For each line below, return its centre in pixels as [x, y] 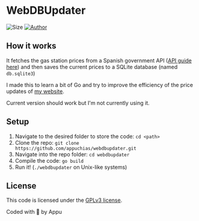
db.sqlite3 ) [21, 73]
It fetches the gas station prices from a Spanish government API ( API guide [99, 60]
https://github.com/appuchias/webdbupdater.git [75, 148]
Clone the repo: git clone [47, 142]
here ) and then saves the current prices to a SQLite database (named [92, 67]
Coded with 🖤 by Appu [34, 212]
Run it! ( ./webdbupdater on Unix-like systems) [71, 167]
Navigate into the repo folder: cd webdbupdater [72, 154]
